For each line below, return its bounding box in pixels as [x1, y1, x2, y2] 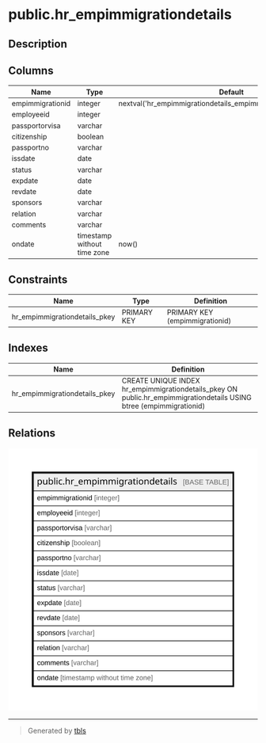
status [11, 165, 32, 174]
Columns [8, 63, 54, 77]
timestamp [77, 231, 112, 241]
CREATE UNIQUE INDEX [121, 376, 200, 386]
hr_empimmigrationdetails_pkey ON [121, 384, 238, 394]
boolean [77, 131, 104, 141]
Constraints [8, 273, 68, 287]
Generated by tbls [27, 726, 87, 735]
